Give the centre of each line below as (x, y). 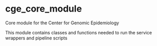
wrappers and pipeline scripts (36, 38)
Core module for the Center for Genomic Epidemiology (62, 23)
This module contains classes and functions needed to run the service (78, 32)
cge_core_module (44, 9)
